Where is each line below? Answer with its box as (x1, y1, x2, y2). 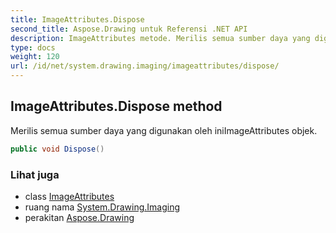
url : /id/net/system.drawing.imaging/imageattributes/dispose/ (10, 61, 280, 71)
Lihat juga (10, 167, 60, 181)
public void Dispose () (10, 144, 105, 154)
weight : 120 (10, 52, 60, 62)
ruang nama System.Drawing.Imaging (24, 201, 181, 213)
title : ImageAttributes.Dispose (10, 14, 145, 25)
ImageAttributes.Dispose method (10, 98, 223, 115)
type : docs (10, 42, 56, 53)
